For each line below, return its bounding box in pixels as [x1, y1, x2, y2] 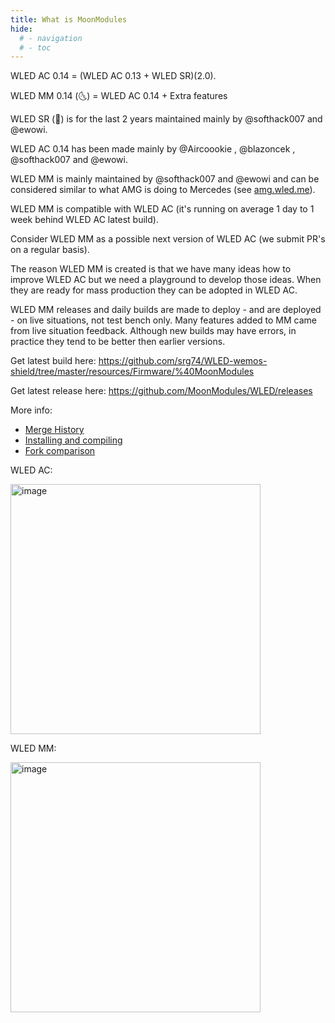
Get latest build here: [10, 355, 97, 367]
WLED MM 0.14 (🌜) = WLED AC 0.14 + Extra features [10, 90, 228, 102]
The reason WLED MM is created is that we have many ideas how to [10, 263, 292, 275]
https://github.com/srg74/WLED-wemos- [98, 355, 268, 367]
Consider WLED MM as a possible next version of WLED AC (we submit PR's [10, 233, 326, 245]
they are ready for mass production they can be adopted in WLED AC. [10, 284, 298, 296]
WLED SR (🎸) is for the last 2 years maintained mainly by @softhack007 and [10, 113, 323, 125]
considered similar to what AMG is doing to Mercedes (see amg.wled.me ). [10, 184, 316, 196]
